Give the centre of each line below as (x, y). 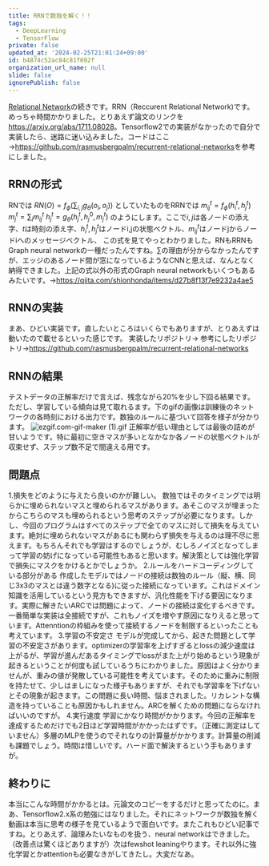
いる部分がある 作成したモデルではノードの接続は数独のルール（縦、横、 (128, 575)
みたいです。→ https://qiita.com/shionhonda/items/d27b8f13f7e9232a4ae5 (131, 280)
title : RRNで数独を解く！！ (50, 16)
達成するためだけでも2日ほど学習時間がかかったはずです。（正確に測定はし (131, 726)
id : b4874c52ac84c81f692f (51, 61)
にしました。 (29, 156)
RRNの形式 (35, 184)
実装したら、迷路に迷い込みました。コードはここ (89, 136)
